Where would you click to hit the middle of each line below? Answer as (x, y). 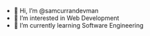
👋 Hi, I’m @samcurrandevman (56, 11)
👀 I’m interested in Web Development (66, 18)
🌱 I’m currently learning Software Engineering (78, 25)
